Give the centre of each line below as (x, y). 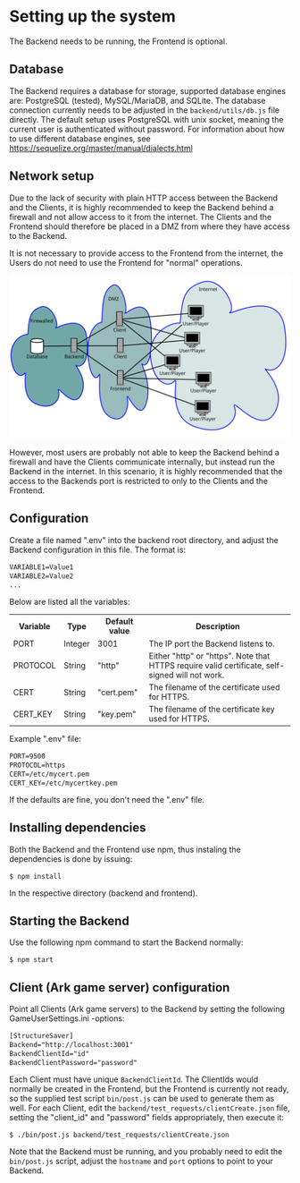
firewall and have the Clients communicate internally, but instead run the (142, 462)
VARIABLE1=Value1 (42, 567)
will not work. (200, 675)
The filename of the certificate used (214, 687)
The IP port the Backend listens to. (212, 643)
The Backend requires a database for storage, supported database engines (148, 90)
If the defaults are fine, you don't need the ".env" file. (107, 799)
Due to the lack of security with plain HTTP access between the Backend (144, 198)
